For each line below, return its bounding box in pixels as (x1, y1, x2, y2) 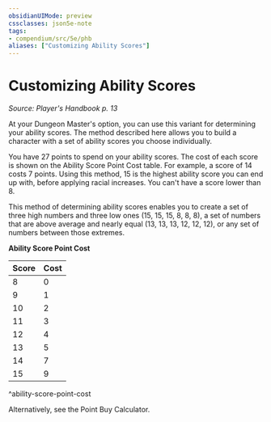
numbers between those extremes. (8, 228, 125, 238)
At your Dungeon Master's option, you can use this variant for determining (8, 119, 256, 129)
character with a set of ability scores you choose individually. (8, 137, 213, 146)
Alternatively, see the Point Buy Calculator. (8, 405, 150, 415)
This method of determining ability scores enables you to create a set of (8, 202, 249, 212)
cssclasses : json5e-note (8, 19, 92, 27)
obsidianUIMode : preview (8, 11, 92, 20)
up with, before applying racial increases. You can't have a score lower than (8, 178, 261, 188)
